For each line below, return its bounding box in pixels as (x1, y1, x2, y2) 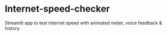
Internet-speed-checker (5, 3, 110, 15)
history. (5, 25, 21, 31)
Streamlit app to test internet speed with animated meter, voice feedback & (5, 20, 162, 26)
